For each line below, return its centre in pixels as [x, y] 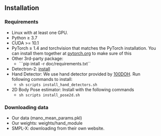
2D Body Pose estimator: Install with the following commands [73, 89]
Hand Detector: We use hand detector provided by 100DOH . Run [76, 74]
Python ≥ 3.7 [24, 38]
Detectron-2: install [31, 69]
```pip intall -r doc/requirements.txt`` [55, 63]
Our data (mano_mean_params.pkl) [47, 118]
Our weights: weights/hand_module [47, 123]
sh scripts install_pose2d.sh [49, 95]
